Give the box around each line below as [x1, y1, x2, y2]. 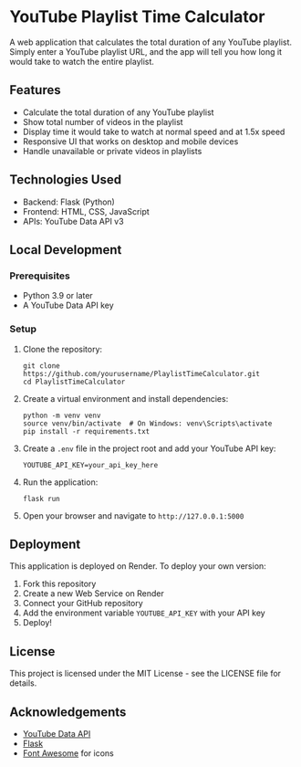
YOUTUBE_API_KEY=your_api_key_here [22, 460, 159, 469]
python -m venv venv [22, 411, 101, 420]
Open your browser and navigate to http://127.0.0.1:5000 [22, 510, 244, 521]
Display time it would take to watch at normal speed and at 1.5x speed [22, 126, 285, 137]
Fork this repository [22, 578, 97, 590]
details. [9, 678, 37, 688]
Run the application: [22, 477, 99, 488]
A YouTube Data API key [22, 299, 114, 311]
